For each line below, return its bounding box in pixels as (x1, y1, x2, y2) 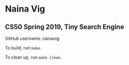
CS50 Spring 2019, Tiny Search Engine (5, 23, 125, 31)
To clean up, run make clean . (5, 54, 62, 60)
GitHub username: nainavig (5, 35, 60, 41)
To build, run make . (5, 45, 41, 50)
